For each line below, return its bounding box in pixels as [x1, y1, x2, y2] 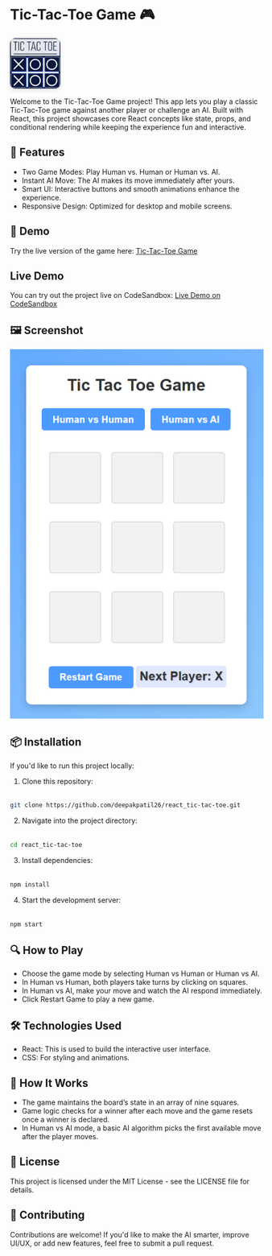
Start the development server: [21, 894, 122, 905]
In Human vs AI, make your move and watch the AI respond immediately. [21, 986, 263, 996]
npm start [10, 920, 43, 928]
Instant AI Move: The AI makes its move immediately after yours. [21, 176, 235, 185]
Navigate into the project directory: [21, 816, 138, 825]
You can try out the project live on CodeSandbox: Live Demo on [10, 291, 221, 300]
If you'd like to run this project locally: [10, 761, 134, 771]
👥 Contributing [10, 1208, 85, 1222]
